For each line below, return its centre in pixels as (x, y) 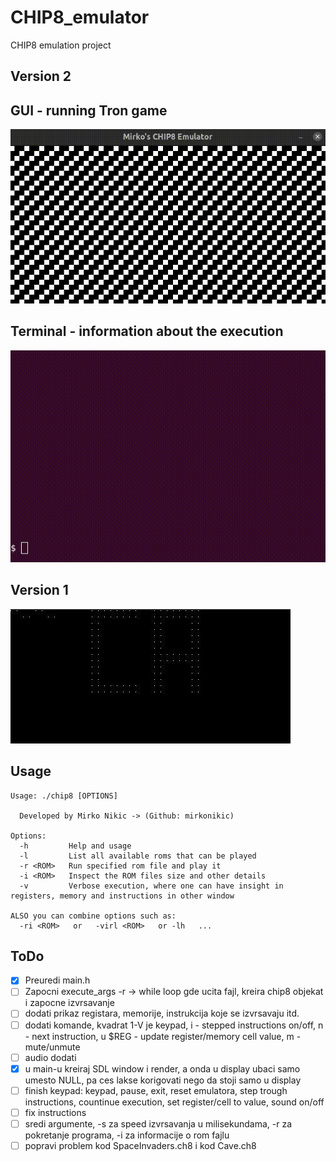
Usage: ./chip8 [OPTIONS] (64, 796)
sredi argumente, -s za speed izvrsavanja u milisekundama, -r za (158, 1123)
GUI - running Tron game (89, 110)
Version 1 (39, 590)
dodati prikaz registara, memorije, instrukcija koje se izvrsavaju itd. (162, 1013)
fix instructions (55, 1112)
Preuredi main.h (57, 980)
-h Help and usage (75, 846)
